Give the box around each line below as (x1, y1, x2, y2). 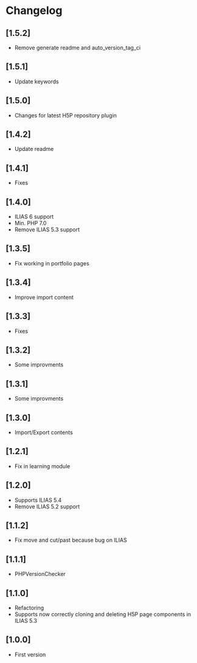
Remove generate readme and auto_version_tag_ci (14, 44, 141, 51)
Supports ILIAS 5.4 (14, 496, 62, 503)
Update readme (14, 146, 54, 153)
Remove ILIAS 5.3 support (14, 226, 80, 233)
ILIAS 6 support (14, 213, 54, 220)
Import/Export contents (14, 429, 74, 436)
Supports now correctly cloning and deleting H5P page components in (14, 611, 192, 618)
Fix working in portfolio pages (14, 259, 89, 267)
